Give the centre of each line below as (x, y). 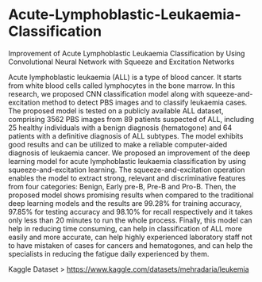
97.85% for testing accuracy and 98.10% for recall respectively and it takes (131, 211)
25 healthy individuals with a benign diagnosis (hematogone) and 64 (120, 128)
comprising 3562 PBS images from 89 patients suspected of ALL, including (131, 119)
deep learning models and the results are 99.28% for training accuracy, (125, 203)
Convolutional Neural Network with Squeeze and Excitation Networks (121, 62)
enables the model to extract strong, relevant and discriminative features (127, 178)
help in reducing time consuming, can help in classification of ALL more (125, 228)
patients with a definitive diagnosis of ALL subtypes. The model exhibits (126, 135)
